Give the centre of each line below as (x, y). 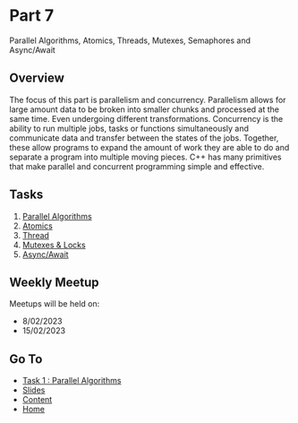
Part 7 (32, 16)
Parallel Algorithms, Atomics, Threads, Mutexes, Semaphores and (130, 40)
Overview (37, 78)
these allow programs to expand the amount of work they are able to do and (149, 147)
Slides (34, 390)
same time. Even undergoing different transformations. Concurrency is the (146, 118)
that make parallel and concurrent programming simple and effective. (137, 166)
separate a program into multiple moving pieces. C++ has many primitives (145, 157)
